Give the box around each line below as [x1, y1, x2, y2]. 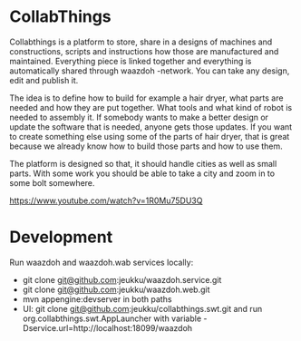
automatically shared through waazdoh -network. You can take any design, [9, 65, 290, 76]
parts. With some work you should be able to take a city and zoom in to [9, 168, 275, 179]
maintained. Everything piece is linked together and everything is [9, 55, 252, 66]
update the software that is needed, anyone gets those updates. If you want [9, 121, 293, 132]
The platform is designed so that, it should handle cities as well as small [9, 158, 277, 169]
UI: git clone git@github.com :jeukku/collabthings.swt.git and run [22, 303, 263, 314]
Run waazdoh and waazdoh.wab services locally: [9, 257, 194, 268]
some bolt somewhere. [9, 177, 95, 188]
